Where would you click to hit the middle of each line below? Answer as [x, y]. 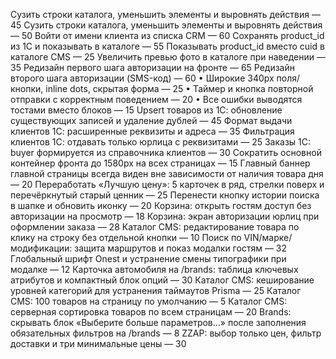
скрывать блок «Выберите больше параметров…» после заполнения [158, 322]
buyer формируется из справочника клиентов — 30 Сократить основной [166, 152]
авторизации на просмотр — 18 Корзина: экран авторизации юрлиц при [165, 216]
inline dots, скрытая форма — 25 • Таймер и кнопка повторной [179, 88]
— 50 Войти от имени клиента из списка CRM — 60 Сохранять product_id [167, 35]
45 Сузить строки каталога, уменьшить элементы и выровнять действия [166, 25]
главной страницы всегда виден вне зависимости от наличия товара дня [167, 173]
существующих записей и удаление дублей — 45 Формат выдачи [151, 120]
